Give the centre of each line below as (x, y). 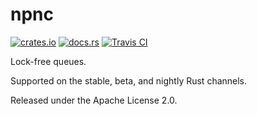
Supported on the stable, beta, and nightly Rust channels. (129, 80)
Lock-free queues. (48, 61)
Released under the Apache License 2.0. (94, 100)
